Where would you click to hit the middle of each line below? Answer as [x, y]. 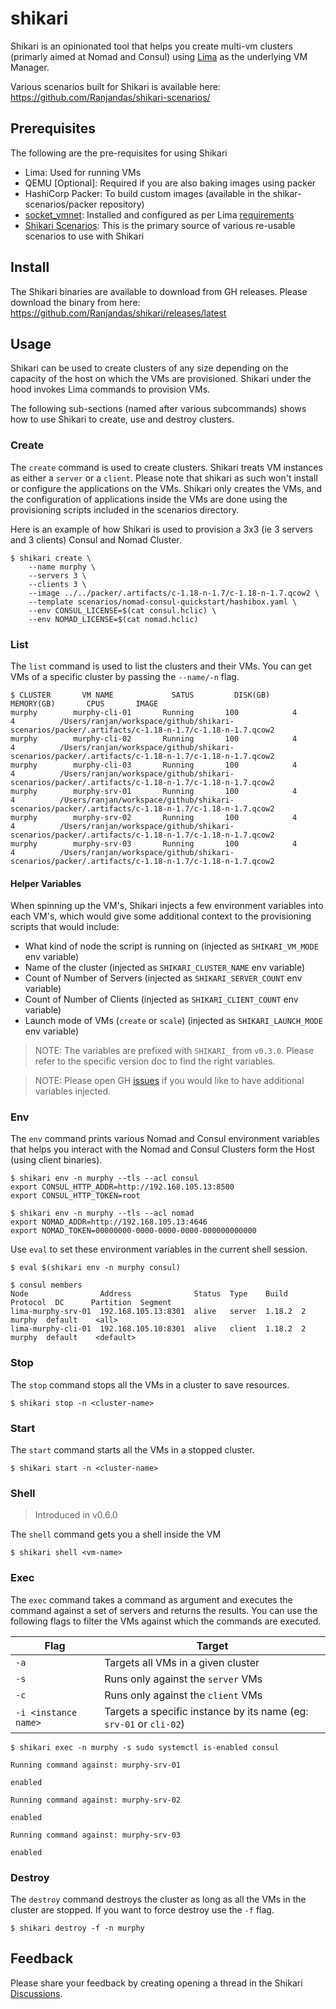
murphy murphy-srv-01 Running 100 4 [154, 791]
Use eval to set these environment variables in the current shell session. [159, 1249]
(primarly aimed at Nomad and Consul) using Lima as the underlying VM [159, 56]
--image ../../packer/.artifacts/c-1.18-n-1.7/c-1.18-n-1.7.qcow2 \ [174, 593]
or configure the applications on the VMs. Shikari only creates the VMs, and [166, 488]
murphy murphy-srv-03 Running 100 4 [154, 843]
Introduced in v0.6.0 [76, 1515]
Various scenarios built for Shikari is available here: [115, 86]
